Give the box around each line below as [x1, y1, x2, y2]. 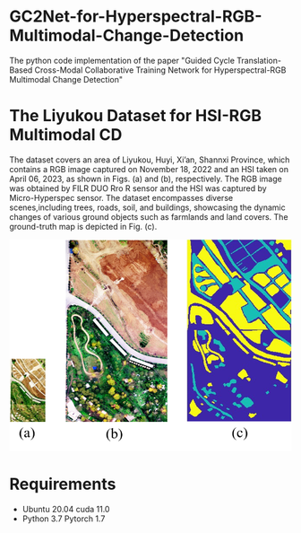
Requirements [9, 474, 116, 494]
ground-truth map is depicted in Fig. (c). [9, 221, 158, 232]
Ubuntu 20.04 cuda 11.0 [21, 504, 110, 515]
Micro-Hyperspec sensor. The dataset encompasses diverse [9, 192, 234, 203]
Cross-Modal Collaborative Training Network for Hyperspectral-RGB [34, 65, 287, 75]
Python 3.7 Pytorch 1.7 [21, 513, 106, 524]
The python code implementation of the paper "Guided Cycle [9, 55, 236, 66]
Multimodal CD [9, 125, 123, 145]
